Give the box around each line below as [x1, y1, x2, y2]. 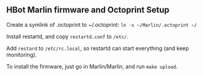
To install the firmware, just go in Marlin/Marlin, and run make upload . [6, 63, 178, 70]
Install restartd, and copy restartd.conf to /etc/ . [6, 33, 129, 40]
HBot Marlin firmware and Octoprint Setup [6, 5, 170, 15]
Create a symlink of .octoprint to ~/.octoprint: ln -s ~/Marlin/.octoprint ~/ [6, 21, 198, 28]
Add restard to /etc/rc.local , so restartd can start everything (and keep [6, 44, 190, 52]
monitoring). [6, 51, 37, 58]
